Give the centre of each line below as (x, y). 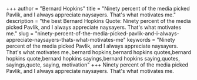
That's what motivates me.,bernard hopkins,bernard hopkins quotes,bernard (99, 52)
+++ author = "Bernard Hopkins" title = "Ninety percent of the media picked (98, 9)
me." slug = (20, 34)
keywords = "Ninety (151, 40)
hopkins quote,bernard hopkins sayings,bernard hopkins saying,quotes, (93, 59)
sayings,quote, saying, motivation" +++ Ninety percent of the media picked (97, 65)
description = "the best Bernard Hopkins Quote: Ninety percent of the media (98, 21)
